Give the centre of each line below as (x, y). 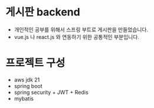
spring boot (28, 86)
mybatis (24, 99)
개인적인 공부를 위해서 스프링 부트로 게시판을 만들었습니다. (81, 30)
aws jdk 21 (27, 80)
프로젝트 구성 (35, 63)
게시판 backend (43, 12)
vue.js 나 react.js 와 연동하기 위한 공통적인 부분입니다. (77, 37)
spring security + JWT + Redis (51, 92)
